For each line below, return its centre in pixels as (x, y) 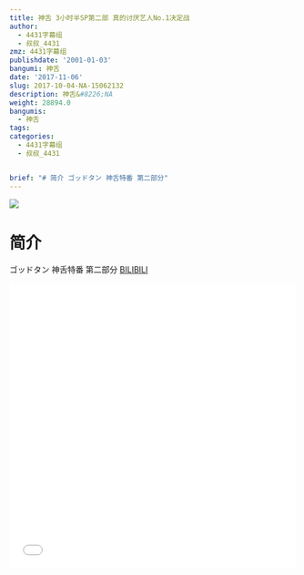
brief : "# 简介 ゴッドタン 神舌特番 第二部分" (89, 178)
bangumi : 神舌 (35, 69)
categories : (32, 137)
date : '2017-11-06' (46, 77)
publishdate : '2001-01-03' (61, 60)
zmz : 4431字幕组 (38, 52)
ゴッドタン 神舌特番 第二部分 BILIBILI (79, 270)
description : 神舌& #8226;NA (61, 94)
